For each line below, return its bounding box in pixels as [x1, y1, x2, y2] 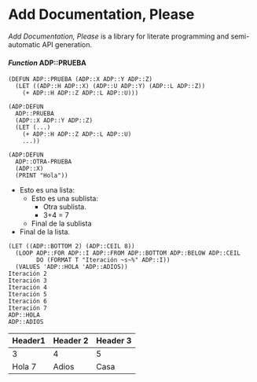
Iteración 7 [8, 304, 47, 312]
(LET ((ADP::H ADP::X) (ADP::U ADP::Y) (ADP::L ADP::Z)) [15, 83, 206, 90]
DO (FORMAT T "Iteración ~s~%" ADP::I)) [36, 256, 171, 264]
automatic [8, 39, 41, 49]
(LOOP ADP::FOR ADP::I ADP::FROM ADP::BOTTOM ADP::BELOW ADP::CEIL [15, 249, 241, 257]
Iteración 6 [8, 297, 47, 306]
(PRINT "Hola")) [15, 171, 68, 180]
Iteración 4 [8, 284, 47, 292]
